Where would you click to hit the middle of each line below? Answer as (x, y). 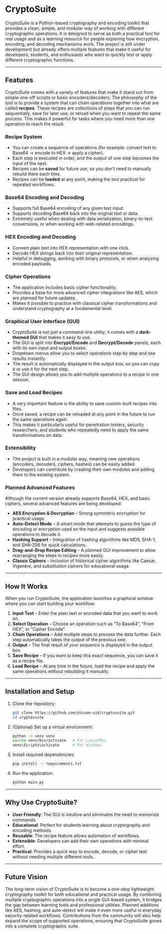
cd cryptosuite (28, 717)
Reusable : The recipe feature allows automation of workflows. (76, 836)
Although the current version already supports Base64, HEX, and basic (78, 499)
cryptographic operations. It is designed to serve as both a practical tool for (83, 33)
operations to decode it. (37, 534)
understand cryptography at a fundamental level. (62, 308)
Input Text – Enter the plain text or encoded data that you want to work (85, 613)
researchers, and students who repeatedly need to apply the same (81, 430)
